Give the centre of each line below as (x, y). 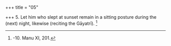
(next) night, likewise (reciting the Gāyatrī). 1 (51, 23)
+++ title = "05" (22, 7)
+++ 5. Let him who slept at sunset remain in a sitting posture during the (81, 17)
